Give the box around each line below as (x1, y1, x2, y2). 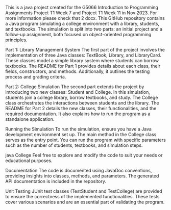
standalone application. (5, 116, 55, 122)
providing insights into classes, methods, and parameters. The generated (5, 173, 159, 179)
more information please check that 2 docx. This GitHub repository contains (5, 15, 165, 21)
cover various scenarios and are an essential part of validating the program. (5, 199, 165, 205)
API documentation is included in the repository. (5, 178, 106, 184)
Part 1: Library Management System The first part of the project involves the (5, 47, 165, 52)
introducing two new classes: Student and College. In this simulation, (5, 89, 151, 95)
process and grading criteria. (5, 74, 66, 80)
